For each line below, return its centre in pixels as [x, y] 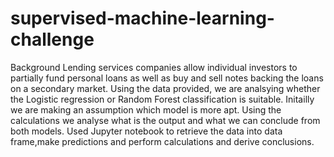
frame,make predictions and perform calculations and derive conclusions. [162, 141]
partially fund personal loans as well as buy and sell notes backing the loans [167, 78]
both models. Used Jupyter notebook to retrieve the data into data [146, 131]
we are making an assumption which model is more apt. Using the [146, 109]
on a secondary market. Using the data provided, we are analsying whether [165, 88]
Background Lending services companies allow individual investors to [154, 67]
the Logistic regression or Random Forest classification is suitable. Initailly [162, 99]
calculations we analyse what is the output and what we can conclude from [165, 120]
